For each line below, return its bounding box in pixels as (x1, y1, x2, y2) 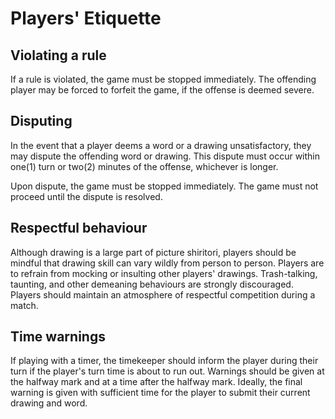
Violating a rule (10, 47, 107, 64)
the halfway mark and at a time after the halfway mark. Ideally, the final (10, 376, 303, 388)
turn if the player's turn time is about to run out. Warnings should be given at (10, 365, 325, 377)
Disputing (10, 113, 73, 130)
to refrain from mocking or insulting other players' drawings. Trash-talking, (10, 267, 318, 279)
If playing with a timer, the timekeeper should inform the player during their (10, 355, 319, 367)
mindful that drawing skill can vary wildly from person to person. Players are (10, 257, 325, 269)
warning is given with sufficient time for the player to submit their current (10, 387, 311, 399)
